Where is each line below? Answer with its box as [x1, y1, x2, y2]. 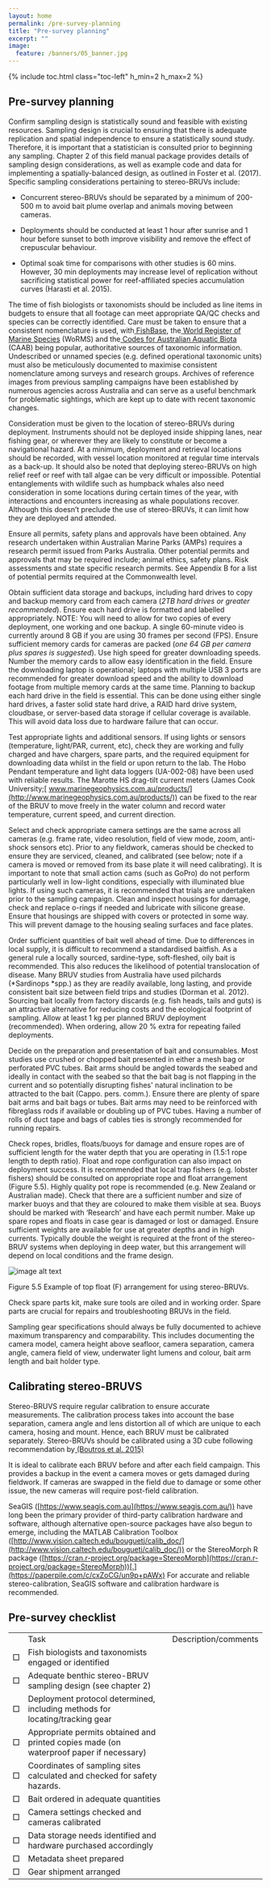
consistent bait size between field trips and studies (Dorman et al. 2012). [8, 986, 249, 996]
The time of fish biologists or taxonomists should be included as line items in [8, 299, 263, 309]
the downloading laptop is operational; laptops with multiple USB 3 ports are [8, 664, 261, 674]
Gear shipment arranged [27, 1866, 121, 1877]
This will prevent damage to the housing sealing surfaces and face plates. [8, 919, 254, 929]
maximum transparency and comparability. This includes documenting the [8, 1330, 255, 1340]
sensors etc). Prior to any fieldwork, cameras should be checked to [30, 842, 254, 852]
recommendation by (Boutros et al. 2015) [8, 1444, 144, 1453]
